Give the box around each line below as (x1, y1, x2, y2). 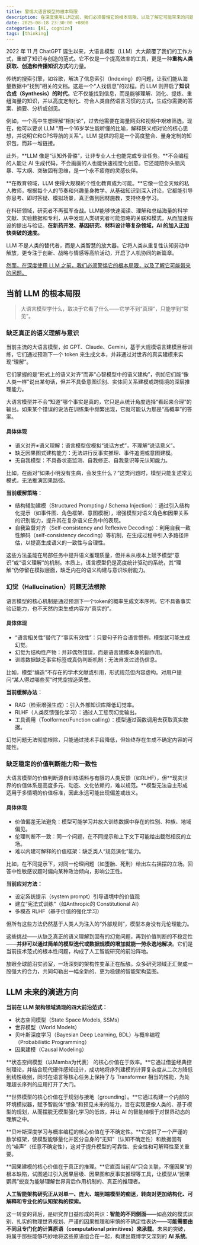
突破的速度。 (11, 229, 43, 237)
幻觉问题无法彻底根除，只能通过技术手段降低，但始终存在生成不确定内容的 (6, 736, 188, 743)
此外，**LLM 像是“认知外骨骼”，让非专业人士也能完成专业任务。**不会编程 (6, 152, 189, 159)
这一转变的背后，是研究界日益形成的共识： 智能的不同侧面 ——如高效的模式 (6, 1211, 188, 1218)
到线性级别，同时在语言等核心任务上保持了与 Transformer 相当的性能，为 (6, 1074, 185, 1081)
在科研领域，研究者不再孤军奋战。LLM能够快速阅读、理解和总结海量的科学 (6, 207, 188, 214)
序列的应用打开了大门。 (21, 1081, 79, 1088)
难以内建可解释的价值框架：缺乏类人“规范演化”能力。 (14, 848, 145, 855)
